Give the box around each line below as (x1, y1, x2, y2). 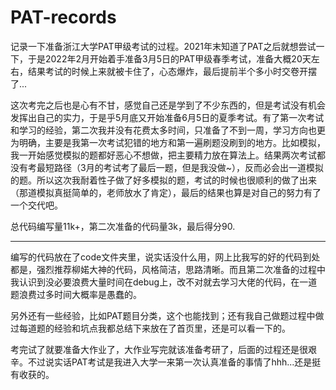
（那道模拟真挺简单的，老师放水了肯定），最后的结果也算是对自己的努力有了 (10, 186, 322, 198)
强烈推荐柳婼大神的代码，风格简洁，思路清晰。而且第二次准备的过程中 (36, 263, 326, 275)
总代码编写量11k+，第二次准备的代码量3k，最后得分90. (10, 220, 236, 232)
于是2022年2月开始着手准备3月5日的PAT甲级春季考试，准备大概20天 (27, 52, 312, 65)
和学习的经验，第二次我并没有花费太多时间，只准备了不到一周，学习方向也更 (10, 124, 326, 136)
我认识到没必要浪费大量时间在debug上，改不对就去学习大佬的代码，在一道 (10, 276, 318, 288)
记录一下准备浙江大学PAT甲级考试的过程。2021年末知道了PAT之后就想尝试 (10, 40, 317, 52)
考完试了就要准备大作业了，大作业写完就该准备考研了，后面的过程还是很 (10, 343, 308, 355)
